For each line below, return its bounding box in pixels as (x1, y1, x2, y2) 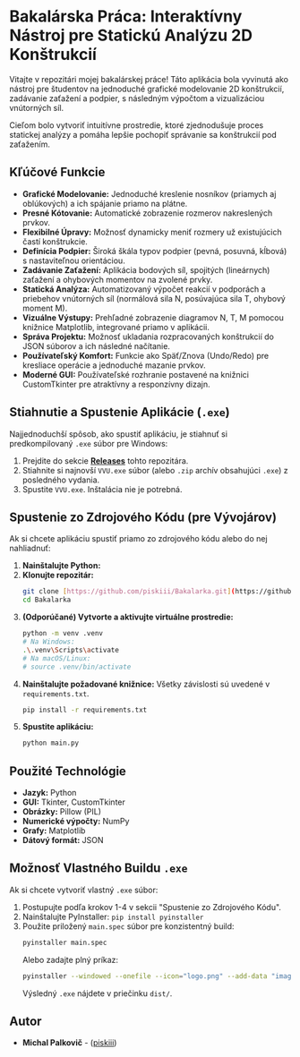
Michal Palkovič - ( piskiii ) (21, 1037, 117, 1048)
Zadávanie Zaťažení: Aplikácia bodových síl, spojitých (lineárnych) (21, 264, 270, 275)
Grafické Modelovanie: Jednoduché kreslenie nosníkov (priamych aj (21, 188, 277, 199)
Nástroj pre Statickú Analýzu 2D (9, 25, 253, 46)
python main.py (21, 738, 80, 748)
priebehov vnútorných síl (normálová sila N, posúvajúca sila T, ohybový (21, 293, 287, 303)
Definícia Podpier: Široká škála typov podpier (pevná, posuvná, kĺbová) (21, 245, 287, 256)
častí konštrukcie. (21, 235, 88, 247)
